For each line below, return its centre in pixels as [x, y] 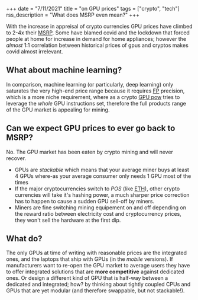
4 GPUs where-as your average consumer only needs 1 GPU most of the [103, 176]
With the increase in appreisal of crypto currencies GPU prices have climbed [99, 26]
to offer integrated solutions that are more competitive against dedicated [95, 272]
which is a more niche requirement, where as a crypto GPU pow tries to [93, 97]
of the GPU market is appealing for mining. [58, 110]
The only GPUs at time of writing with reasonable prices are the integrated [97, 253]
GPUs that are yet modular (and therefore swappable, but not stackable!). [95, 291]
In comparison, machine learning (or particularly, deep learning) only [90, 84]
